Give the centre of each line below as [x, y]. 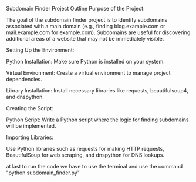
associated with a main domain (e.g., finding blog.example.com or [86, 26]
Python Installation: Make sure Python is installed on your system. [86, 62]
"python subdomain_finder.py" [43, 173]
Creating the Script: [30, 108]
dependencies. [24, 79]
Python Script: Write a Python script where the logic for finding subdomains [97, 120]
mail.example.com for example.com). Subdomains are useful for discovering [98, 32]
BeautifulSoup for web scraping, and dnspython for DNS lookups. [85, 155]
